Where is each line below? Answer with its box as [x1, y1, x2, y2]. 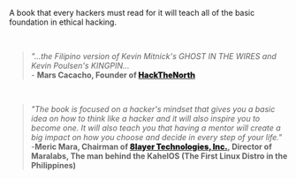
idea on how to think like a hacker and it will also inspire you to [30, 114, 261, 123]
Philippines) [30, 160, 77, 170]
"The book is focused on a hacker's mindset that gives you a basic [30, 104, 276, 114]
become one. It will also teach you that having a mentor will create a [30, 123, 281, 133]
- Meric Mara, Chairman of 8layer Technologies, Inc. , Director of [30, 141, 272, 152]
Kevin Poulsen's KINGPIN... [30, 61, 130, 71]
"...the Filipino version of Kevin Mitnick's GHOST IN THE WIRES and [30, 51, 277, 61]
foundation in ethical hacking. [9, 17, 118, 27]
